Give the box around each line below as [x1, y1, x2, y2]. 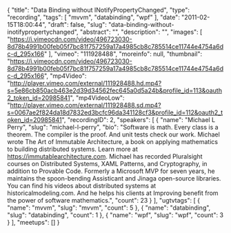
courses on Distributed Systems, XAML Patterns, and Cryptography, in [7, 160, 208, 168]
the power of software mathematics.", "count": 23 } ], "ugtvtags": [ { [7, 196, 201, 204]
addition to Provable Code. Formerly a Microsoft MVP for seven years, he [7, 167, 215, 175]
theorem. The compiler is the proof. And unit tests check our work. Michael [7, 130, 221, 139]
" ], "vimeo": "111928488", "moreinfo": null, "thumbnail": [43, 50, 203, 58]
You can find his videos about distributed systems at [7, 182, 157, 190]
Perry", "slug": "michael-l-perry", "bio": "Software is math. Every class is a [7, 123, 219, 131]
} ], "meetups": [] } [7, 219, 60, 226]
